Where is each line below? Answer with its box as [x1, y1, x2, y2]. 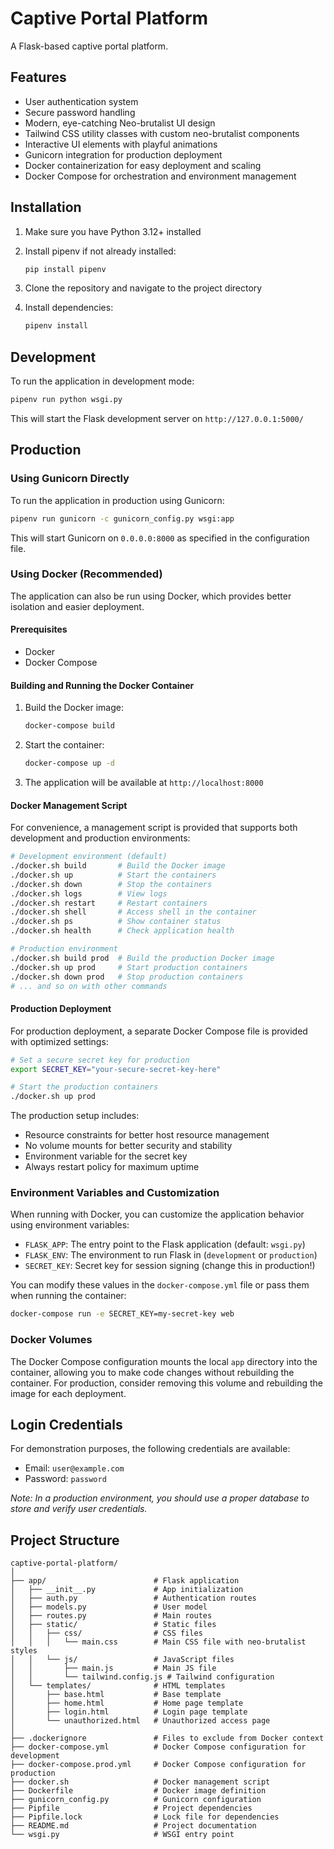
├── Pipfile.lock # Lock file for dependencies [10, 1812, 280, 1822]
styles [10, 1646, 38, 1656]
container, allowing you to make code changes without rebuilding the [10, 1366, 295, 1378]
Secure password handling [24, 106, 136, 118]
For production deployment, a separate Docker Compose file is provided [10, 1025, 308, 1037]
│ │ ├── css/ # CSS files [10, 1628, 203, 1639]
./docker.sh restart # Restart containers [10, 898, 208, 908]
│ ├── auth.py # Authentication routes [10, 1593, 257, 1604]
